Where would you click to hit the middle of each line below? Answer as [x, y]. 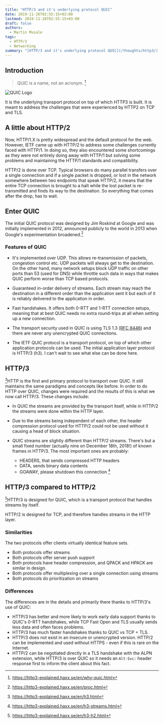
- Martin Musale [26, 32]
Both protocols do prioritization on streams [55, 578]
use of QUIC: [18, 607]
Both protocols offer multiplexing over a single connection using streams [85, 573]
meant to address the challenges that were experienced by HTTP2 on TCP [80, 107]
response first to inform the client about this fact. [61, 663]
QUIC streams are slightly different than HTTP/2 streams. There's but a [83, 441]
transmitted [17, 191]
